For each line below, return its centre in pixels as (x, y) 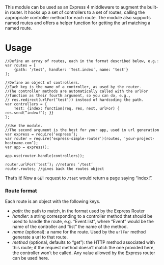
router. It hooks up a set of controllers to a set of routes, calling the (77, 12)
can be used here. (30, 258)
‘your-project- (139, 138)
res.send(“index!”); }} (29, 113)
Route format (21, 191)
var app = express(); (27, 147)
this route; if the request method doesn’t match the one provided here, (83, 248)
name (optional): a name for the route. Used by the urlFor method (79, 232)
